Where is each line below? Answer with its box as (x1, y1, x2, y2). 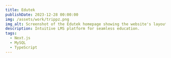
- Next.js (10, 36, 31, 41)
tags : (5, 31, 17, 36)
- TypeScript (10, 45, 38, 50)
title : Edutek (5, 7, 36, 13)
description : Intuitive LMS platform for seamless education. (5, 26, 140, 31)
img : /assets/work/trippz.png (5, 17, 70, 22)
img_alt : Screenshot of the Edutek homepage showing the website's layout (5, 21, 167, 27)
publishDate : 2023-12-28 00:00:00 (5, 12, 79, 17)
